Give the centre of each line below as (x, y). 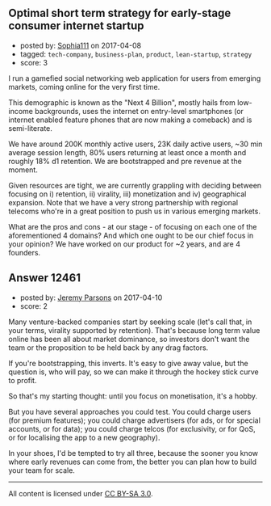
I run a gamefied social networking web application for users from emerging (135, 78)
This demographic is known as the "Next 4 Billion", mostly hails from (122, 102)
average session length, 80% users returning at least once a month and (127, 152)
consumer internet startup (76, 26)
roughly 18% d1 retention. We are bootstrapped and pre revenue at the (125, 161)
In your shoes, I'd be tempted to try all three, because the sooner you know (133, 453)
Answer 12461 (44, 278)
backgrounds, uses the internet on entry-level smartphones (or (140, 111)
